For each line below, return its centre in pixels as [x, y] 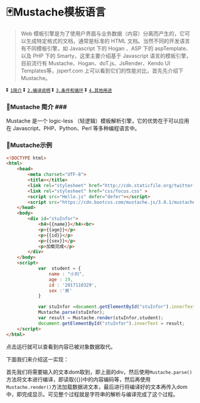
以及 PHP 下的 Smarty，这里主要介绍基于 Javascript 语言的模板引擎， [106, 56]
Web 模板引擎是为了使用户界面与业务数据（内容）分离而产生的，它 [103, 33]
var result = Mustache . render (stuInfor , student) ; [101, 318]
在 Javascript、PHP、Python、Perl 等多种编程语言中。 [73, 128]
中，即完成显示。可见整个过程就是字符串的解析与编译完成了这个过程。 [92, 394]
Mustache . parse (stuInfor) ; [71, 313]
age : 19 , [61, 279]
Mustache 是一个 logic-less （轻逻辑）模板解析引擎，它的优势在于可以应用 [98, 121]
